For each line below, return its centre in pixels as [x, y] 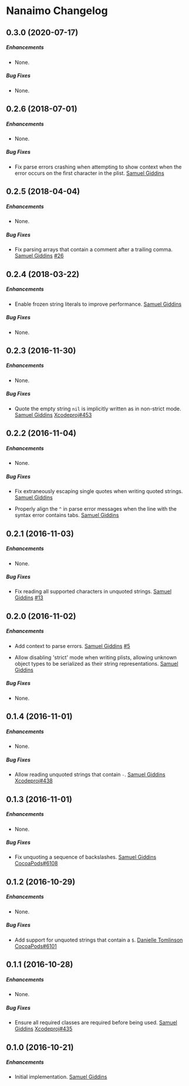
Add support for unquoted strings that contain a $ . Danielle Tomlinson [99, 940]
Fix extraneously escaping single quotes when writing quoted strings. [99, 491]
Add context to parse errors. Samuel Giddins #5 [72, 646]
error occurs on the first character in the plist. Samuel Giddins [89, 173]
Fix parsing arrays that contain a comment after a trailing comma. [94, 249]
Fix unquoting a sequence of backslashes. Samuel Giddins [85, 857]
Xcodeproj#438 [33, 781]
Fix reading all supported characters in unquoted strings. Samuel [93, 592]
